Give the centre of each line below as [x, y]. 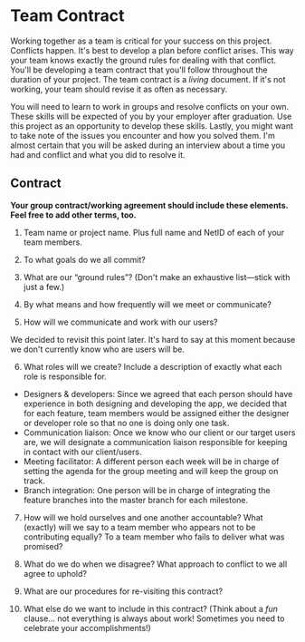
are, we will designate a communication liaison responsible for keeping [155, 442]
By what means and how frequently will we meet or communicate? [148, 304]
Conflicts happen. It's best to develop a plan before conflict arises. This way [152, 50]
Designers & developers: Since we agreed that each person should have [158, 394]
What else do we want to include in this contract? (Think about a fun [151, 608]
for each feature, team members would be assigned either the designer [156, 413]
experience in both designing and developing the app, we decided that [155, 404]
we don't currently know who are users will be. [97, 349]
